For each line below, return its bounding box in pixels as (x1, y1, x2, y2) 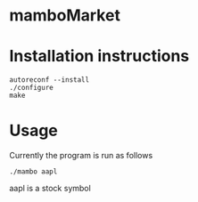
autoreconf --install (9, 76, 90, 85)
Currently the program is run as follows (9, 150, 153, 161)
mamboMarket (9, 5, 120, 26)
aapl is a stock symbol (9, 183, 91, 194)
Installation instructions (9, 46, 190, 67)
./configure (9, 84, 54, 93)
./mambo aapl (9, 167, 58, 176)
